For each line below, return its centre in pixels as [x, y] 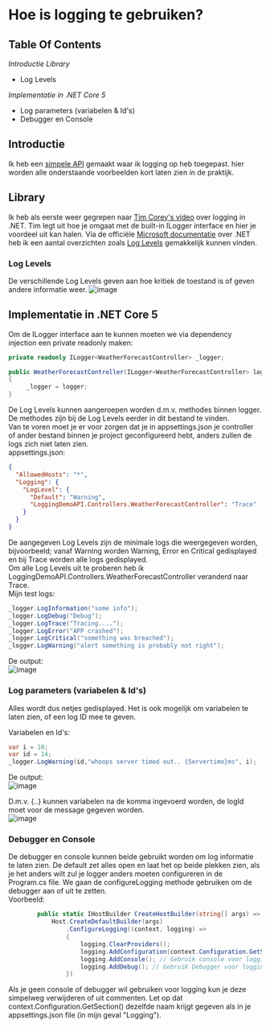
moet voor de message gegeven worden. [76, 810]
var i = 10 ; [28, 747]
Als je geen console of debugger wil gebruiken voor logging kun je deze [127, 989]
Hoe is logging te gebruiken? [106, 15]
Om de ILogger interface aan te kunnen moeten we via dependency [120, 334]
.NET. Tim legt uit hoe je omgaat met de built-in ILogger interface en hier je [132, 225]
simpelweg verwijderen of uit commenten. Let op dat [96, 998]
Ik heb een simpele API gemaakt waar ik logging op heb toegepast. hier [127, 163]
